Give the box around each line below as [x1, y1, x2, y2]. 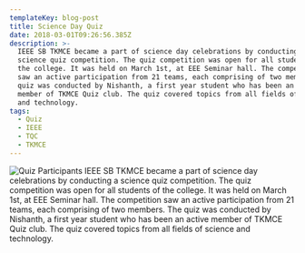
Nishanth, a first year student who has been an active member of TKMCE [9, 213, 283, 224]
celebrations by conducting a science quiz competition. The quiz [9, 175, 252, 186]
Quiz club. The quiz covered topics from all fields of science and [9, 223, 251, 234]
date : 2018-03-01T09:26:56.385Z [9, 30, 132, 39]
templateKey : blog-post [9, 13, 100, 23]
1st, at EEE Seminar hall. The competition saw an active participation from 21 [9, 194, 295, 205]
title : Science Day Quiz [9, 22, 103, 31]
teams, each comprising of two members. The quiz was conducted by [9, 204, 271, 215]
